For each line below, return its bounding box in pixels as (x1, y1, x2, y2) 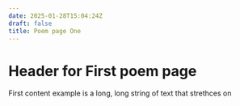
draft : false (8, 19, 53, 28)
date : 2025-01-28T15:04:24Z (8, 11, 103, 20)
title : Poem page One (8, 27, 82, 35)
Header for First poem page (8, 61, 197, 80)
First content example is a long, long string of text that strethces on (8, 88, 232, 98)
